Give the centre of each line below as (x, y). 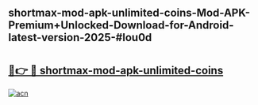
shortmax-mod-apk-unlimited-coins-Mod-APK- (129, 13)
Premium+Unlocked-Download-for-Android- (121, 26)
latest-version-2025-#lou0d (80, 37)
